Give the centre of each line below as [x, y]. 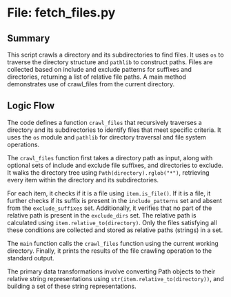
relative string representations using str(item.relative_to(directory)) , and [115, 278]
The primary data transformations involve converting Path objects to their [111, 271]
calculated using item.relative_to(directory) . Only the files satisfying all [112, 222]
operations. [23, 144]
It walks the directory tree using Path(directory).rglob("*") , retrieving [108, 172]
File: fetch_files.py [61, 13]
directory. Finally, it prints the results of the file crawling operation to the [110, 251]
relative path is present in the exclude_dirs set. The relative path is [102, 215]
